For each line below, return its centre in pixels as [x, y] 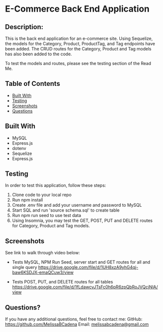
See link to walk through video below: [42, 253]
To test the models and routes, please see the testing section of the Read [78, 63]
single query [24, 267]
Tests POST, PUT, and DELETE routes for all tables [62, 282]
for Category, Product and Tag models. [51, 226]
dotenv [19, 148]
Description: [24, 27]
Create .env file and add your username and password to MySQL [77, 205]
